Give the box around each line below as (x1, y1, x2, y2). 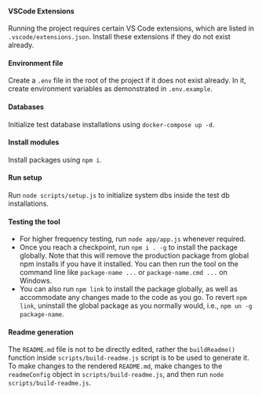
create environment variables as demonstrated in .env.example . (8, 84, 213, 93)
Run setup (8, 173, 42, 182)
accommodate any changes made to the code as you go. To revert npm (19, 293, 247, 302)
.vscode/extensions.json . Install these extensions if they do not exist (8, 32, 231, 42)
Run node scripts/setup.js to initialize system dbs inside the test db (8, 191, 230, 200)
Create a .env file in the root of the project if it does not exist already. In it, (8, 75, 247, 86)
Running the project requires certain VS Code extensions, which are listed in (8, 24, 255, 33)
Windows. (19, 276, 53, 286)
